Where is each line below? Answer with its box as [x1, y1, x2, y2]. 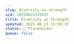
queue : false [5, 31, 33, 36]
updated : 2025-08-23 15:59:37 [5, 21, 69, 27]
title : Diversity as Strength [5, 17, 69, 22]
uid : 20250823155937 [5, 12, 49, 17]
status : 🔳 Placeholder [5, 26, 53, 31]
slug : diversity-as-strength [5, 7, 67, 13]
